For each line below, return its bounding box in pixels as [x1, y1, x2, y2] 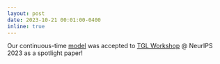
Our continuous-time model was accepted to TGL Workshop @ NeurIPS [7, 42, 213, 50]
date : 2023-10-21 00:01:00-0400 [7, 17, 101, 23]
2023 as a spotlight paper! [7, 49, 84, 57]
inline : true [7, 23, 45, 30]
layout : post [7, 10, 45, 17]
